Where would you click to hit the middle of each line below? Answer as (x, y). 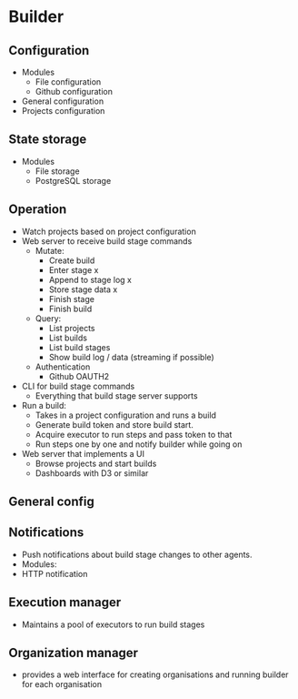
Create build (72, 260)
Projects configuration (63, 111)
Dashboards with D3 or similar (92, 473)
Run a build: (44, 405)
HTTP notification (55, 573)
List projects (72, 328)
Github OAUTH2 (79, 376)
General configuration (63, 101)
